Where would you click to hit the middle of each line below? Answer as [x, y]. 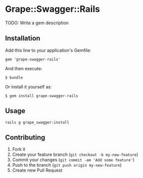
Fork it [19, 149]
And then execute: [24, 68]
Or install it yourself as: [28, 87]
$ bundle [14, 78]
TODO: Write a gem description [37, 23]
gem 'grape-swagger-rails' [33, 59]
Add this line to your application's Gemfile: [48, 50]
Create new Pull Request [37, 170]
